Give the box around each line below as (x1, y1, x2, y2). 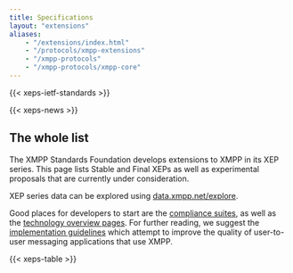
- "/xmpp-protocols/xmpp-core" (25, 63, 142, 72)
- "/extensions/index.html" (25, 37, 129, 47)
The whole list (9, 130, 89, 145)
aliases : (9, 29, 42, 38)
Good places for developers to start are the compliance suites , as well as (9, 207, 277, 219)
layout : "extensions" (9, 21, 90, 30)
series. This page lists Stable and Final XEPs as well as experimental (9, 163, 260, 174)
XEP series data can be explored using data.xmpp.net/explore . (9, 190, 239, 201)
